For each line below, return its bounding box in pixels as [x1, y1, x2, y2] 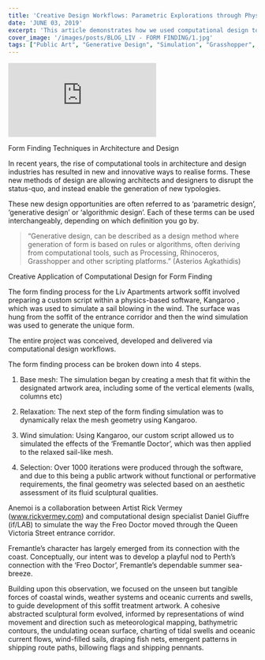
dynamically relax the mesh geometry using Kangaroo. [19, 415, 197, 425]
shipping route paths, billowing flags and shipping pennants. [8, 643, 204, 652]
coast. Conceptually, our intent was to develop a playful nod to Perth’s [8, 552, 236, 561]
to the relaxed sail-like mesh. [19, 448, 114, 457]
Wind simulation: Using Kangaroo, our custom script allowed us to [19, 431, 234, 441]
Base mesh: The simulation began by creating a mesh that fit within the [19, 375, 251, 384]
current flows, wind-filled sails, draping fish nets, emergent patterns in [8, 635, 237, 644]
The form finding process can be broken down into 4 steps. [8, 360, 202, 369]
